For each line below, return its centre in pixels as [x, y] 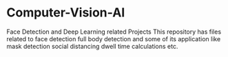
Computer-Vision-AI [66, 13]
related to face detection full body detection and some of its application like [114, 38]
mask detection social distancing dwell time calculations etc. [92, 46]
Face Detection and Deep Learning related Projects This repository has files [114, 32]
